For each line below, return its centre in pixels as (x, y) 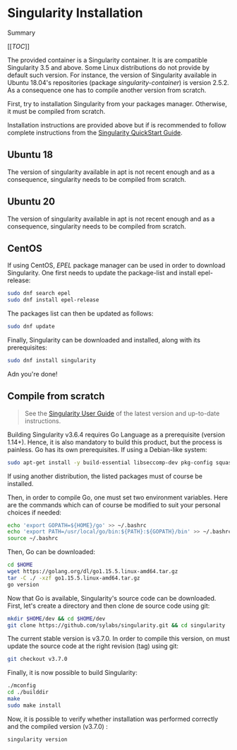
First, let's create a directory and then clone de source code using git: (109, 606)
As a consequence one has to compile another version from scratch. (107, 90)
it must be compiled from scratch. (56, 111)
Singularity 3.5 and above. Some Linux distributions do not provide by (109, 67)
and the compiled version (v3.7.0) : (57, 726)
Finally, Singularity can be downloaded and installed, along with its (104, 340)
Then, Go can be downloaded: (51, 552)
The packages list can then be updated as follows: (80, 313)
